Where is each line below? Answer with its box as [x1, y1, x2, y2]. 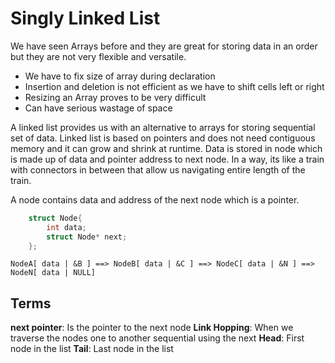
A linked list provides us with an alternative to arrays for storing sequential [10, 121, 316, 133]
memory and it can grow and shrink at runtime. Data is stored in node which [10, 142, 323, 154]
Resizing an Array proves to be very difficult [24, 91, 207, 103]
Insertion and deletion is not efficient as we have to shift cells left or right [24, 80, 325, 92]
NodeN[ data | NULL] [10, 268, 97, 278]
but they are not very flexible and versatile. [10, 50, 187, 62]
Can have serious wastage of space [24, 102, 173, 114]
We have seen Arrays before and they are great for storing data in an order [10, 40, 318, 52]
